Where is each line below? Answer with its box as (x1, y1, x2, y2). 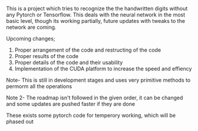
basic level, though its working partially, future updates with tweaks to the (6, 18, 186, 24)
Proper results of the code (14, 53, 78, 59)
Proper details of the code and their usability (14, 59, 123, 66)
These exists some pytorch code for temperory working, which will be (6, 112, 176, 119)
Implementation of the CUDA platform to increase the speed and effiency (14, 65, 192, 72)
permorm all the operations (6, 83, 72, 90)
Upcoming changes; (6, 35, 55, 42)
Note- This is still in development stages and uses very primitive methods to (6, 76, 191, 83)
